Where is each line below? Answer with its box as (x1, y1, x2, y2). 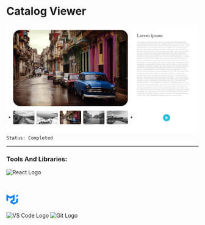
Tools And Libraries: (6, 155, 68, 163)
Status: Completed (6, 135, 53, 141)
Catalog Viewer (6, 4, 87, 18)
